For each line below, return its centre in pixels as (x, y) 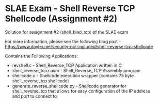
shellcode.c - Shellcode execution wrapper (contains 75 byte (73, 75)
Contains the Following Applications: (41, 56)
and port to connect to (34, 96)
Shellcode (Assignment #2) (61, 19)
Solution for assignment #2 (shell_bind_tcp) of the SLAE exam (67, 32)
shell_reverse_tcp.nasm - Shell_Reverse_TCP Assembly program (76, 70)
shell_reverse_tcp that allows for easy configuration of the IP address (81, 91)
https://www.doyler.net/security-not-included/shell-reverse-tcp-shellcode (79, 46)
